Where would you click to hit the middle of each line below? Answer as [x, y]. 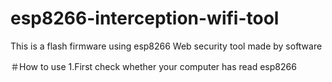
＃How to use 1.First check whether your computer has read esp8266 [153, 66]
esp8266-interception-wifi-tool [145, 18]
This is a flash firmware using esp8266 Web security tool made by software [166, 46]
